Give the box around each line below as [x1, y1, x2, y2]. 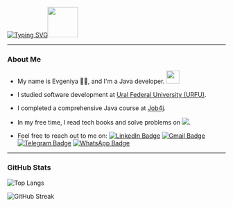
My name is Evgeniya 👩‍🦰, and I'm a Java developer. [17, 77, 165, 86]
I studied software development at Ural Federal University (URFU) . [17, 91, 207, 99]
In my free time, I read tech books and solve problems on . [17, 118, 191, 127]
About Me [7, 54, 42, 64]
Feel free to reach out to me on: [17, 132, 107, 140]
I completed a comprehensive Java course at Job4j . [17, 104, 166, 112]
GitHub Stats [7, 163, 51, 172]
